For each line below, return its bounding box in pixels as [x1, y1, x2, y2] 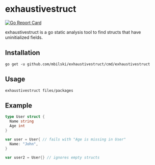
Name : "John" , [9, 141, 38, 146]
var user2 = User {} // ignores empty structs [5, 155, 100, 160]
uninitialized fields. [5, 34, 43, 40]
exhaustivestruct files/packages [5, 88, 74, 93]
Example [5, 101, 32, 110]
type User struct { [5, 114, 45, 119]
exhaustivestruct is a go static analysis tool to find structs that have [5, 29, 141, 35]
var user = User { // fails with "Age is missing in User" [5, 137, 126, 142]
